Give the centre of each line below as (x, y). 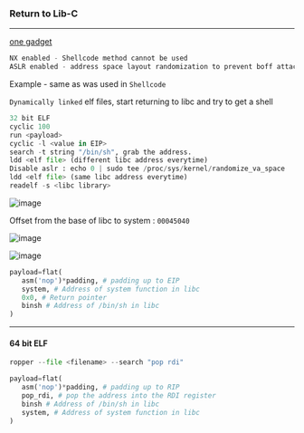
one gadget (31, 42)
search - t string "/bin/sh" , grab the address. (101, 152)
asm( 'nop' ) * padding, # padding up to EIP (100, 280)
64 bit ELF (28, 343)
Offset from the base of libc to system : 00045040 (100, 220)
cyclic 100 (30, 126)
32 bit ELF (30, 119)
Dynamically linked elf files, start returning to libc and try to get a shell (141, 101)
